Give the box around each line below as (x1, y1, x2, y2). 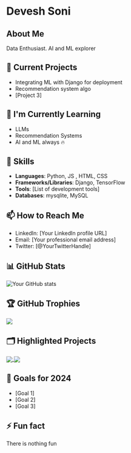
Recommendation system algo (15, 85, 91, 92)
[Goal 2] (15, 396, 36, 403)
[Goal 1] (15, 389, 35, 397)
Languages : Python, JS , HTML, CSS (15, 173, 108, 180)
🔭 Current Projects (6, 62, 78, 73)
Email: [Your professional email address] (15, 236, 116, 243)
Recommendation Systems (15, 132, 82, 139)
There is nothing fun (6, 440, 57, 448)
